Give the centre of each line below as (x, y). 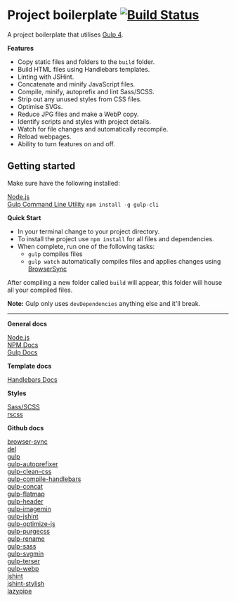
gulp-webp (23, 568)
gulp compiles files (55, 254)
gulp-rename (26, 539)
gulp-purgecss (29, 531)
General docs (27, 324)
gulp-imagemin (29, 508)
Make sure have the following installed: (64, 183)
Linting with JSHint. (46, 77)
